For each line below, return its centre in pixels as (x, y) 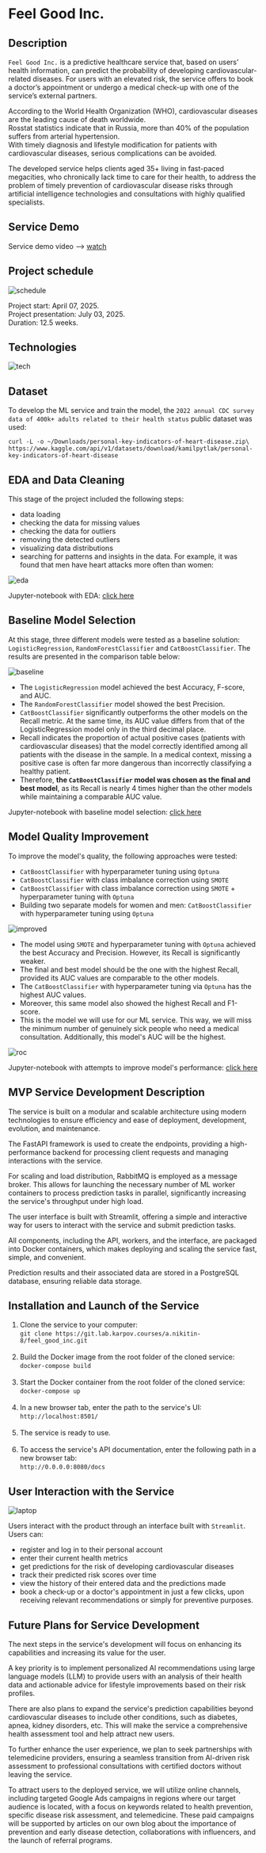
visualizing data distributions (66, 548)
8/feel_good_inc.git (53, 1341)
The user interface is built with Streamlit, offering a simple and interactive (128, 1217)
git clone (36, 1334)
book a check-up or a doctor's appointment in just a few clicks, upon (132, 1592)
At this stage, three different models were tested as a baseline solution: (124, 640)
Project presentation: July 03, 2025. (66, 314)
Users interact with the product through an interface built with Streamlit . (127, 1526)
